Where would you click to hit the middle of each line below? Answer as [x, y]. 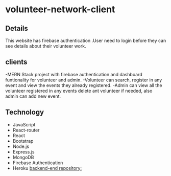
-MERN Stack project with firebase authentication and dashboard [74, 74]
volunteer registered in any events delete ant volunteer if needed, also [79, 91]
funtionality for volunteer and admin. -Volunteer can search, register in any [84, 80]
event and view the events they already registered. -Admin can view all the [84, 85]
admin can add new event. [33, 96]
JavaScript [24, 124]
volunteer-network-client [60, 9]
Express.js [23, 151]
